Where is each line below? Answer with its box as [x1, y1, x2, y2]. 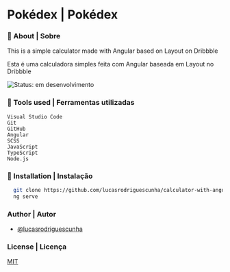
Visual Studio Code [7, 113, 63, 120]
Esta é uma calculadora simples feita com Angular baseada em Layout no [7, 60, 214, 69]
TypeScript [7, 149, 38, 156]
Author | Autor [7, 209, 57, 219]
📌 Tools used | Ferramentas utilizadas [7, 98, 135, 108]
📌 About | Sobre [7, 32, 61, 41]
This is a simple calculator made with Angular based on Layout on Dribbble [7, 47, 218, 55]
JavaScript [7, 143, 38, 150]
